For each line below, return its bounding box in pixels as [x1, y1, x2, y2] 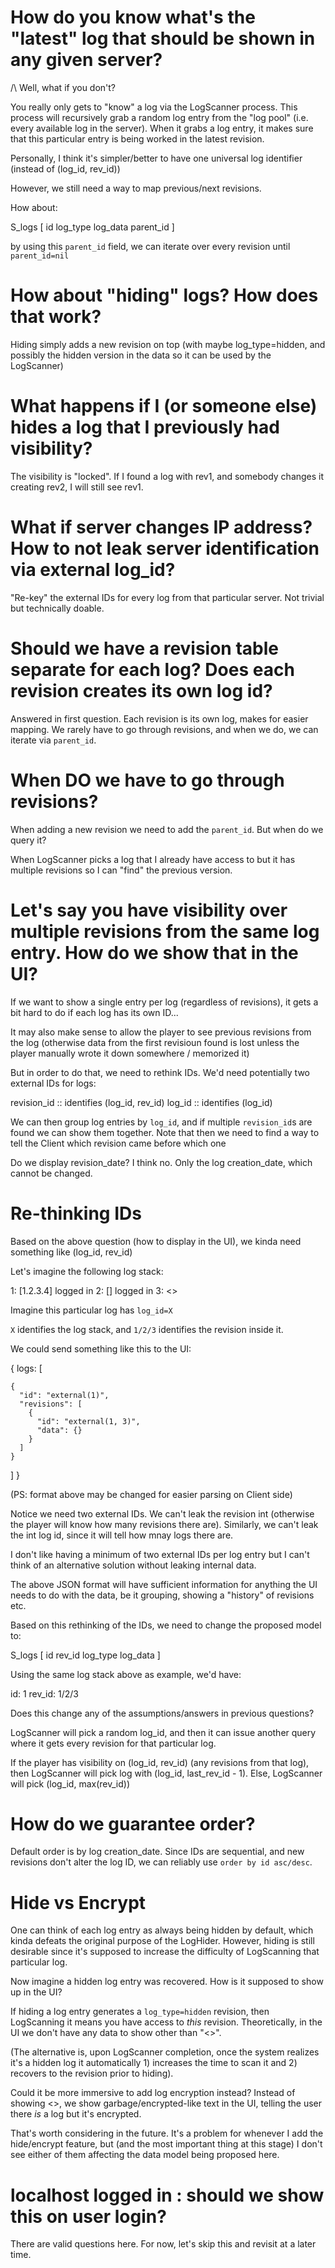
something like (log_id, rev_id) [10, 1246, 133, 1258]
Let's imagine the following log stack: [10, 1265, 164, 1277]
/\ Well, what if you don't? [10, 81, 117, 93]
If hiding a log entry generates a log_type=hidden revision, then [10, 2006, 270, 2018]
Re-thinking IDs [10, 1202, 142, 1225]
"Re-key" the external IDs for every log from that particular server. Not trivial [10, 591, 325, 603]
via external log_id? [10, 559, 176, 581]
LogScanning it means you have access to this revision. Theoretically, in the [10, 2016, 323, 2028]
